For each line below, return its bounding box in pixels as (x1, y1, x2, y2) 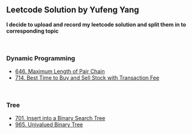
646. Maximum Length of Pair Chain (14, 68, 105, 75)
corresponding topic (6, 27, 59, 34)
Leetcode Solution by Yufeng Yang (6, 5, 139, 15)
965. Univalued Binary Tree (14, 121, 83, 129)
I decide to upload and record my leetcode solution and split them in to (6, 21, 187, 28)
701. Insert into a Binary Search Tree (14, 115, 106, 122)
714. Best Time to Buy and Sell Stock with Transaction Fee (14, 74, 160, 81)
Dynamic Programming (6, 54, 75, 62)
